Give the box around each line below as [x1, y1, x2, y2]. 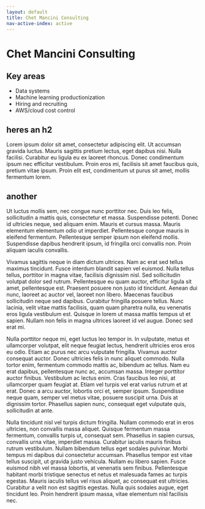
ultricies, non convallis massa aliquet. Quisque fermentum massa [6, 425, 170, 432]
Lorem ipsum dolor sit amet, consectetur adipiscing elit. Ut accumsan [6, 141, 182, 148]
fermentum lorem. [6, 173, 52, 181]
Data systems [15, 87, 50, 95]
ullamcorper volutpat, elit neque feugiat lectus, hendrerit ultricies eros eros [6, 342, 195, 349]
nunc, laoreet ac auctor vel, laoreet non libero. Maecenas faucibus [6, 291, 173, 298]
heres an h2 [6, 124, 53, 135]
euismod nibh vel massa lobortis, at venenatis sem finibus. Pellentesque [6, 464, 188, 472]
